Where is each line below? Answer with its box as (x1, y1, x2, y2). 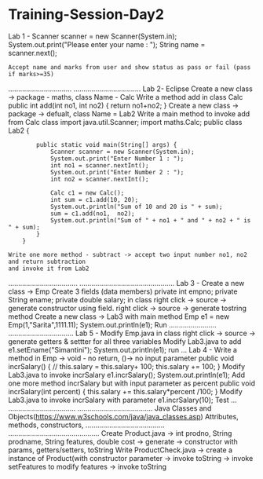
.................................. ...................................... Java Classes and (8, 403, 212, 413)
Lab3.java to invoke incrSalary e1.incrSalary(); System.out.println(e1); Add (8, 370, 246, 379)
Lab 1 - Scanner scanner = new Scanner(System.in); (8, 31, 177, 41)
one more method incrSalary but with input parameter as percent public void (8, 378, 256, 388)
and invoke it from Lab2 (8, 265, 89, 272)
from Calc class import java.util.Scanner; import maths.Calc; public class (8, 117, 243, 126)
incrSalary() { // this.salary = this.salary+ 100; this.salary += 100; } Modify (8, 361, 246, 371)
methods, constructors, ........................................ (8, 420, 165, 430)
